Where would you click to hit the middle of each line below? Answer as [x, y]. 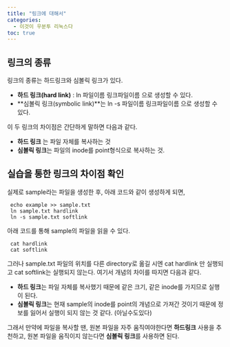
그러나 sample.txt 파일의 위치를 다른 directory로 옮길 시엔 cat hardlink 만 [106, 264]
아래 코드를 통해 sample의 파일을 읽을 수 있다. [69, 230]
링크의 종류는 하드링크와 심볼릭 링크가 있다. [65, 81]
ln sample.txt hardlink [44, 211]
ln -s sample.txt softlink [49, 217]
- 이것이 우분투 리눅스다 [43, 26]
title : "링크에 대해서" [37, 13]
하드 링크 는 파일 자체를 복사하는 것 [64, 141]
